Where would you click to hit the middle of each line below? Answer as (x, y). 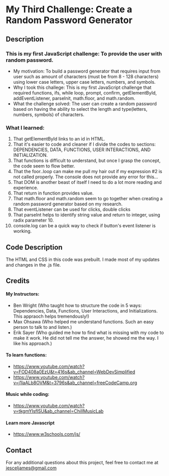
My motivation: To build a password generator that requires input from (87, 71)
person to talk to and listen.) (43, 327)
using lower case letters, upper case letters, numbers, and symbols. (84, 82)
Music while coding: (28, 394)
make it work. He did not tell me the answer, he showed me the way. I (86, 338)
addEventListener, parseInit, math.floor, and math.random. (74, 98)
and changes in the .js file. (33, 265)
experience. (26, 188)
